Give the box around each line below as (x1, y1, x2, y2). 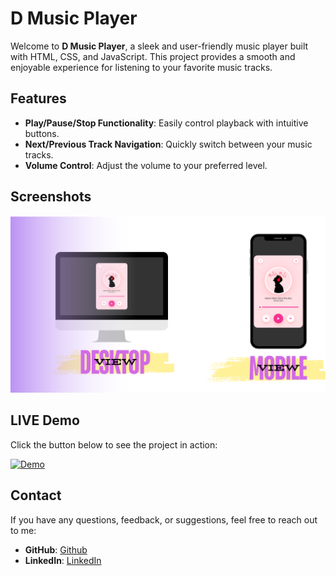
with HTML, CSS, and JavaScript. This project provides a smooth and (10, 50, 296, 62)
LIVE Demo (10, 412, 80, 429)
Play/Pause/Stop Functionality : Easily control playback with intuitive (24, 117, 309, 129)
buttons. (24, 127, 60, 139)
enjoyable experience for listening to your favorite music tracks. (10, 61, 273, 73)
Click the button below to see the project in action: (10, 438, 218, 451)
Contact (10, 487, 62, 504)
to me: (10, 524, 37, 536)
